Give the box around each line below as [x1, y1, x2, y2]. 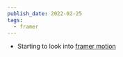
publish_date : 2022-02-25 [7, 10, 82, 17]
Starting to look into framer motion [17, 42, 116, 51]
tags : [7, 17, 23, 24]
